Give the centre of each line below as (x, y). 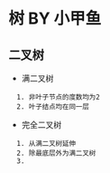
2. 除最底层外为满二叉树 (56, 153)
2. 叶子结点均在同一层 (53, 107)
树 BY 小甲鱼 (55, 19)
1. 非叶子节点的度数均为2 (58, 97)
